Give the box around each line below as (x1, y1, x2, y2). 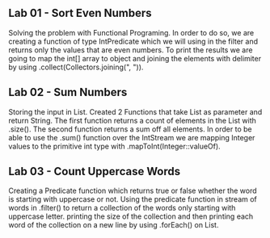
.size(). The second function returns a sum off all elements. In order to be (8, 124, 252, 134)
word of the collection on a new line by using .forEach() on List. (8, 220, 219, 230)
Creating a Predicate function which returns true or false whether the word (8, 186, 257, 196)
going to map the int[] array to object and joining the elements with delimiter (8, 53, 261, 63)
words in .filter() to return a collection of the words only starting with (8, 203, 236, 213)
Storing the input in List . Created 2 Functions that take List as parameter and (8, 106, 263, 116)
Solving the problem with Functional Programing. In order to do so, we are (8, 27, 255, 37)
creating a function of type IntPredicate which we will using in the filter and (8, 36, 259, 46)
